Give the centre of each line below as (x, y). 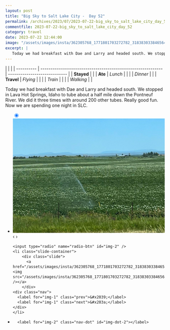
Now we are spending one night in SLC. (46, 105)
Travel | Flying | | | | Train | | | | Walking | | (49, 79)
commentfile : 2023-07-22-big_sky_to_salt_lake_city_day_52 (69, 27)
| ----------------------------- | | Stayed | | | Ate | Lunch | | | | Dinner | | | (81, 74)
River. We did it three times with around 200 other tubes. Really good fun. (82, 100)
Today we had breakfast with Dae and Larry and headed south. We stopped (84, 89)
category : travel (24, 32)
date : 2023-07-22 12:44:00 (34, 38)
